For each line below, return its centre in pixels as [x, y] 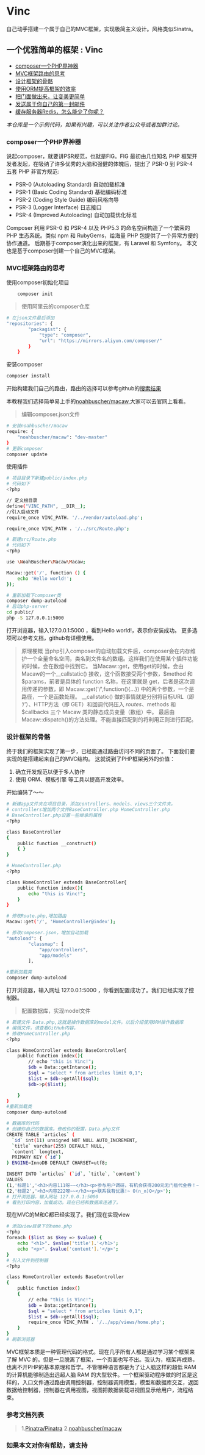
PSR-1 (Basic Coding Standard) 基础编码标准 [71, 192]
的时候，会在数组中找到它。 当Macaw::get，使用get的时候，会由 [103, 666]
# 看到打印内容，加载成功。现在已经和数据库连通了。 [63, 1203]
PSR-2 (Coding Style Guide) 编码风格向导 [67, 200]
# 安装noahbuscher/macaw [37, 426]
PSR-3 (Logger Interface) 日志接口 [58, 207]
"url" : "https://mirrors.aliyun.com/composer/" [101, 341]
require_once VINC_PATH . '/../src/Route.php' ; [68, 529]
